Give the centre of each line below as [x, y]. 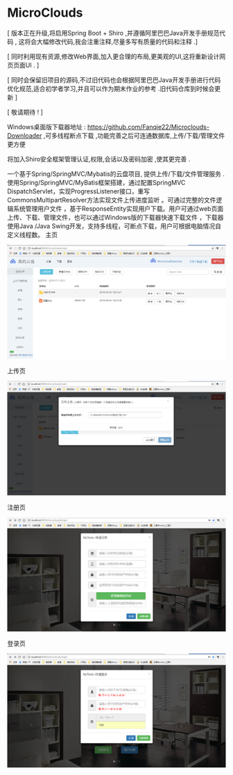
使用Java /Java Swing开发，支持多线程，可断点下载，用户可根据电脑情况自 [114, 226]
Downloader [25, 135]
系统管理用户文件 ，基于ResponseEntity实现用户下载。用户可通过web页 [115, 208]
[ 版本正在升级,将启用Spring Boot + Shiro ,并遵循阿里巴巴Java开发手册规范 [113, 33]
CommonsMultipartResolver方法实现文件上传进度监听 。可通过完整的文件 [112, 200]
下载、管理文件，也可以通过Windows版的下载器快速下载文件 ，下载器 [124, 217]
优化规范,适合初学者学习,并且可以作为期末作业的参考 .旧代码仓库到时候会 [111, 88]
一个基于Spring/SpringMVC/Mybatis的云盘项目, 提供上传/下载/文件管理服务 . [116, 174]
